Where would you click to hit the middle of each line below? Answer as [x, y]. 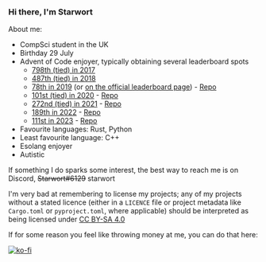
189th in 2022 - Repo [66, 112]
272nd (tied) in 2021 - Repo [76, 104]
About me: [25, 29]
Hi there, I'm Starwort [51, 12]
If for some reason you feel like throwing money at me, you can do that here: [133, 235]
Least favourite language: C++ [69, 138]
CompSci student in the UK [64, 45]
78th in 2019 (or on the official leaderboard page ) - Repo [124, 87]
